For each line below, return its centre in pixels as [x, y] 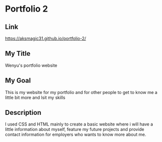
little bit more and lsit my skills [35, 97]
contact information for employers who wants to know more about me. [76, 135]
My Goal [18, 81]
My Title [18, 54]
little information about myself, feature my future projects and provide [75, 129]
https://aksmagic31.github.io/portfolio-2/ [46, 38]
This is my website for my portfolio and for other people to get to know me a [81, 92]
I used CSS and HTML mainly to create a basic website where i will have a [79, 124]
